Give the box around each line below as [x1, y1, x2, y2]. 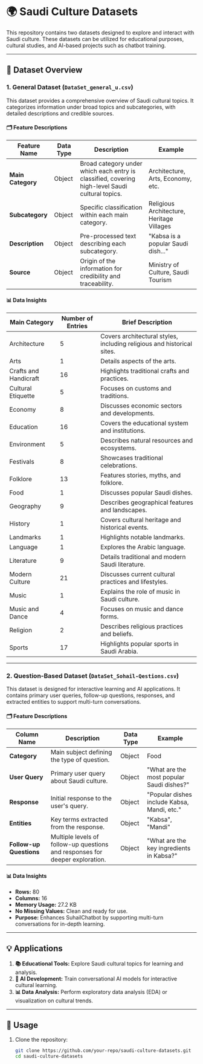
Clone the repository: [14, 1036, 68, 1043]
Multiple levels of [50, 832, 99, 841]
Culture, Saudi [148, 268, 189, 276]
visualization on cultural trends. [14, 997, 94, 1004]
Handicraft [9, 374, 39, 383]
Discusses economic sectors [100, 401, 182, 410]
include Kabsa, [147, 797, 189, 806]
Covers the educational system [100, 419, 188, 427]
